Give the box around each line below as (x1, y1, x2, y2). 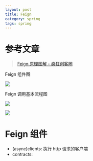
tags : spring (5, 21, 32, 26)
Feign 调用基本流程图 (5, 91, 48, 97)
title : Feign (5, 12, 32, 17)
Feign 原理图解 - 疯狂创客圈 (17, 61, 73, 67)
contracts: (12, 151, 33, 158)
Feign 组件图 (5, 71, 31, 77)
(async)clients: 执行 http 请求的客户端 (12, 146, 88, 152)
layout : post (5, 7, 32, 12)
